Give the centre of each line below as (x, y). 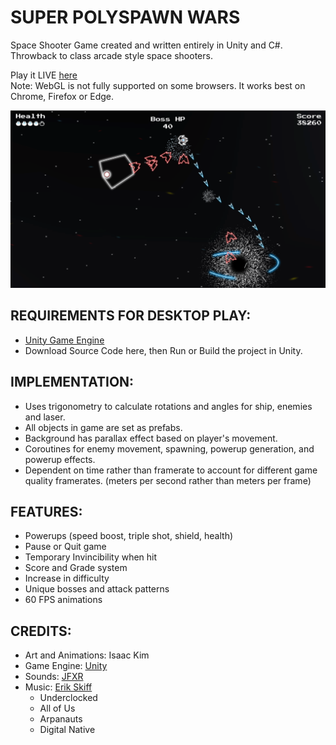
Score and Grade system (76, 568)
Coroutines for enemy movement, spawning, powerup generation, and (169, 448)
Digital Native (67, 730)
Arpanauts (61, 719)
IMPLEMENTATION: (72, 382)
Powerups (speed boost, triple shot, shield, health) (129, 536)
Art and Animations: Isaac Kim (87, 655)
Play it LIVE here (44, 75)
